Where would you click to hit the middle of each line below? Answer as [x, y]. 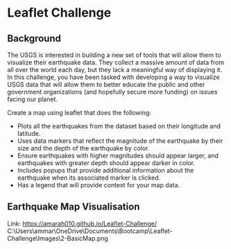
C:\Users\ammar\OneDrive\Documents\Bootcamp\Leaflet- [90, 231]
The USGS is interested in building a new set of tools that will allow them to [114, 55]
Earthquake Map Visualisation [74, 207]
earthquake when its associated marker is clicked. [89, 178]
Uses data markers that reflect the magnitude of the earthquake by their [120, 141]
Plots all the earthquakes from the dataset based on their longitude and [119, 126]
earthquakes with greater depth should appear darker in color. [106, 163]
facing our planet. [32, 99]
